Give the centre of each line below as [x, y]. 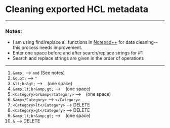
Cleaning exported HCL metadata [77, 9]
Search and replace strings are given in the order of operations [78, 58]
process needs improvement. [52, 48]
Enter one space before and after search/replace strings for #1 [78, 53]
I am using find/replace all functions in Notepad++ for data [74, 42]
